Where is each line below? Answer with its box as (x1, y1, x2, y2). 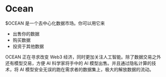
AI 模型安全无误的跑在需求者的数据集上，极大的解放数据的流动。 (19, 66, 154, 72)
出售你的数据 (12, 30, 39, 36)
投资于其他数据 (12, 43, 44, 49)
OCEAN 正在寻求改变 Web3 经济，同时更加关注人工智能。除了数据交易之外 (5, 53, 161, 60)
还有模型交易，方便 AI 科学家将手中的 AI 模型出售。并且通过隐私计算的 (5, 60, 152, 66)
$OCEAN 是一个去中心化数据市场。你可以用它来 (5, 20, 105, 26)
